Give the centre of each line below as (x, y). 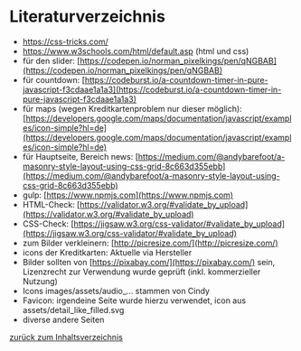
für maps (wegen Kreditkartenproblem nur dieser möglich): (132, 108)
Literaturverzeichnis (87, 17)
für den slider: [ (51, 60)
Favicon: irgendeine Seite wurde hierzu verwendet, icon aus (134, 300)
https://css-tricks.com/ (65, 42)
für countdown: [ (54, 79)
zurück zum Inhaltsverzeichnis (66, 337)
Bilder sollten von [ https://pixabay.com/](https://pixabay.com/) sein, (149, 262)
